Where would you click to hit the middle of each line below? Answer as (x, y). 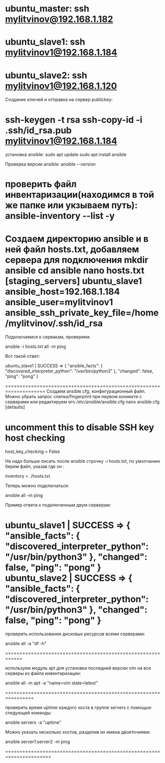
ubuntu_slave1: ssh (45, 42)
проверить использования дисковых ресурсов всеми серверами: (75, 634)
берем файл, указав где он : (35, 466)
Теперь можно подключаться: (37, 486)
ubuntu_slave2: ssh (46, 75)
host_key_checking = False (33, 452)
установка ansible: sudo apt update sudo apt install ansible (66, 155)
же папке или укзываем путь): (71, 206)
